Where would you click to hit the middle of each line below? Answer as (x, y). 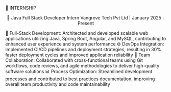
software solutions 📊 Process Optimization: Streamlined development (79, 71)
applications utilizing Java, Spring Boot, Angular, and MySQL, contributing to (86, 39)
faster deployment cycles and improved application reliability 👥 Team (78, 55)
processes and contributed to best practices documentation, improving (80, 79)
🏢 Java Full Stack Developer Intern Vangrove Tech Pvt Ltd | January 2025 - (86, 18)
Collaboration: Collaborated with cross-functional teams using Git (74, 60)
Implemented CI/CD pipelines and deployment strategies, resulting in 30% (83, 49)
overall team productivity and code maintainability (58, 84)
